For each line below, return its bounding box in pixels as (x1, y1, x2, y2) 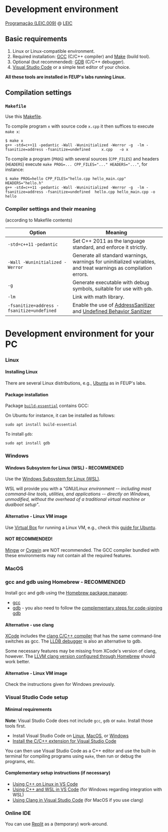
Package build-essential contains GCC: (5, 403, 89, 409)
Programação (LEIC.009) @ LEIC (5, 20, 72, 26)
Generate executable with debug (72, 279, 149, 286)
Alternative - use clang (5, 621, 54, 628)
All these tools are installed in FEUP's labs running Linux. (5, 74, 126, 80)
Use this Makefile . (5, 114, 42, 120)
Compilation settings (5, 88, 71, 97)
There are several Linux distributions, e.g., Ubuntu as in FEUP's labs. (5, 380, 146, 386)
